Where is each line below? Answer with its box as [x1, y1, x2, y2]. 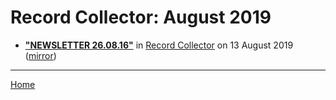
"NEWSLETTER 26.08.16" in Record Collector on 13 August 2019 [24, 39, 294, 51]
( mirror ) [24, 49, 57, 61]
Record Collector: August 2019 [10, 6, 272, 29]
